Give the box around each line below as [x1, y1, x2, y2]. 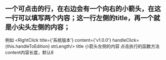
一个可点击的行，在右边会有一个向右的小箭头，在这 [5, 4, 161, 13]
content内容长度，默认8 [5, 49, 54, 55]
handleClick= [112, 37, 139, 43]
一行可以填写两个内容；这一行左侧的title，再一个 [5, 14, 154, 22]
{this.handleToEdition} [5, 43, 50, 49]
